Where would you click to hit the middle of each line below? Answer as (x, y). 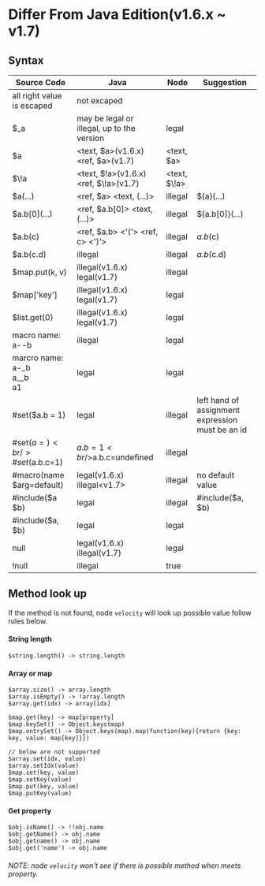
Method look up (47, 594)
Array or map (30, 673)
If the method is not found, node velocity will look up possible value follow (130, 612)
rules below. (28, 621)
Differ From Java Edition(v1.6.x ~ (117, 15)
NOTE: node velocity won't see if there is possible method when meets (125, 866)
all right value (37, 96)
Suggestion (224, 82)
